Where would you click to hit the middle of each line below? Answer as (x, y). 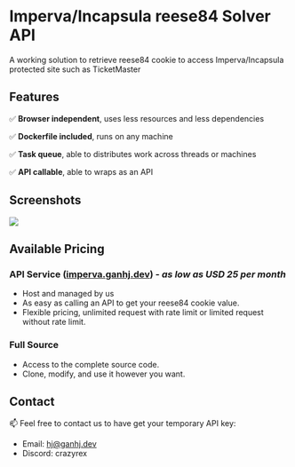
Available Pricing (57, 249)
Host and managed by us (68, 294)
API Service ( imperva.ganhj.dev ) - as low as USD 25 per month (147, 274)
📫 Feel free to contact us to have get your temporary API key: (123, 423)
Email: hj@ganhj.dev (60, 444)
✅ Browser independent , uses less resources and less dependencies (137, 118)
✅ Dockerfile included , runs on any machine (91, 136)
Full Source (34, 345)
